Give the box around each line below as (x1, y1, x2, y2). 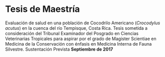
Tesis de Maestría (5, 3, 81, 15)
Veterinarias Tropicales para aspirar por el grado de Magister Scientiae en (5, 36, 157, 42)
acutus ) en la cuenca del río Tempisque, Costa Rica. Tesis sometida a (5, 25, 148, 31)
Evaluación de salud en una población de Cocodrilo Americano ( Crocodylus (5, 20, 161, 26)
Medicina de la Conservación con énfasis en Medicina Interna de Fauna (5, 41, 152, 47)
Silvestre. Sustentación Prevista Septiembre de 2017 (5, 46, 113, 52)
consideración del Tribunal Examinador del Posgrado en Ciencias (5, 30, 139, 36)
